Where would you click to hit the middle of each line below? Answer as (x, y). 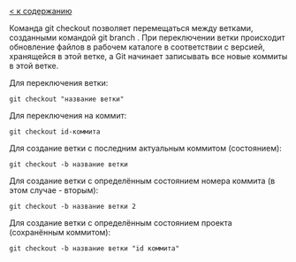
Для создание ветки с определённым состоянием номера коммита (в (142, 181)
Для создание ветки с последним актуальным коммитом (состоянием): (146, 148)
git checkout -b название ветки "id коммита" (94, 249)
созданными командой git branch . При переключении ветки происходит (147, 38)
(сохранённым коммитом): (60, 232)
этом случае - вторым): (54, 190)
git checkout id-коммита (55, 132)
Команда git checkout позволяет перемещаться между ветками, (131, 28)
